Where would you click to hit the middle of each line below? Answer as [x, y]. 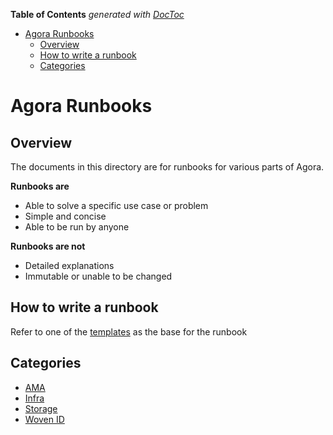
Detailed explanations [69, 265]
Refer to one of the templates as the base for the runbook [129, 331]
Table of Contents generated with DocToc [97, 14]
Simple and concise [65, 216]
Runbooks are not [48, 246]
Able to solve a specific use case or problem [116, 205]
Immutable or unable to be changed [98, 276]
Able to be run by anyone [77, 227]
